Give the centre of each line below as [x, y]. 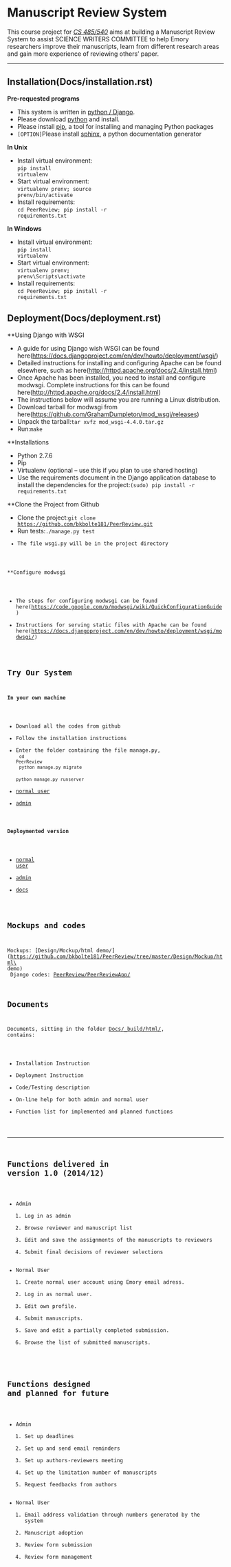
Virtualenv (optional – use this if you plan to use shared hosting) [107, 470]
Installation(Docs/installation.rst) [80, 82]
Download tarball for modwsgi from [67, 407]
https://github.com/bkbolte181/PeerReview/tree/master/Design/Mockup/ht [117, 956]
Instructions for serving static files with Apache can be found [112, 625]
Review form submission [58, 1545]
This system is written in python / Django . [76, 112]
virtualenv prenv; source [54, 189]
